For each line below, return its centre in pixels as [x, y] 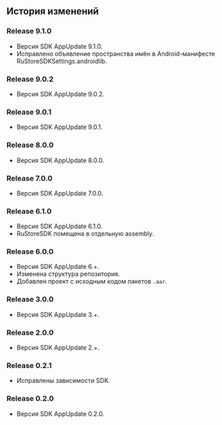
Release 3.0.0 [30, 300]
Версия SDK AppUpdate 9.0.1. [59, 127]
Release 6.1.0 [29, 211]
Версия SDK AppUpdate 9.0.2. [60, 94]
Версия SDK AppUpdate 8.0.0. [60, 160]
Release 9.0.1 [29, 112]
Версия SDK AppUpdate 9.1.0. [59, 46]
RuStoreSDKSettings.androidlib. [62, 61]
